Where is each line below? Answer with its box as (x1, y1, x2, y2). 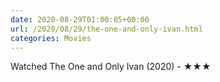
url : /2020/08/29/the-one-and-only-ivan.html (10, 24, 203, 34)
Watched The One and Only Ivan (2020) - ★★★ (10, 61, 212, 73)
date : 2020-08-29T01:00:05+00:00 (10, 14, 150, 25)
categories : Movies (10, 33, 92, 43)
